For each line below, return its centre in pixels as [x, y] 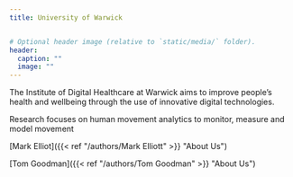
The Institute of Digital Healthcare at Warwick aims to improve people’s [141, 93]
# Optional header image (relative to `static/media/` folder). [133, 41]
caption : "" [40, 58]
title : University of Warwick [66, 18]
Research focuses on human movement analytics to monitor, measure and [147, 119]
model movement [42, 129]
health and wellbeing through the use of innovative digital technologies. [142, 102]
